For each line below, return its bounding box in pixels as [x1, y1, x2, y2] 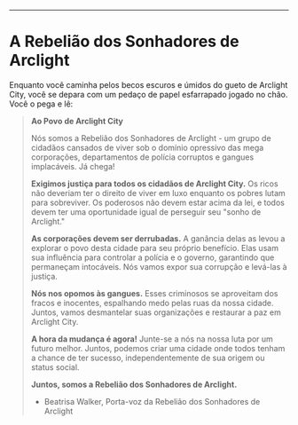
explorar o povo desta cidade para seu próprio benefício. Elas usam [30, 242, 279, 253]
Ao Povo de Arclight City [30, 115, 124, 126]
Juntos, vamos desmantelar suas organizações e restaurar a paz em [30, 307, 281, 318]
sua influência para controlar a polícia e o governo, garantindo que [30, 252, 275, 263]
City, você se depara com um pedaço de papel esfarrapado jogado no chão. [9, 89, 288, 99]
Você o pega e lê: [9, 98, 74, 109]
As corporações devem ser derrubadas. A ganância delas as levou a [30, 232, 286, 244]
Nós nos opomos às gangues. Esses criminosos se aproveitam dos [30, 287, 278, 298]
